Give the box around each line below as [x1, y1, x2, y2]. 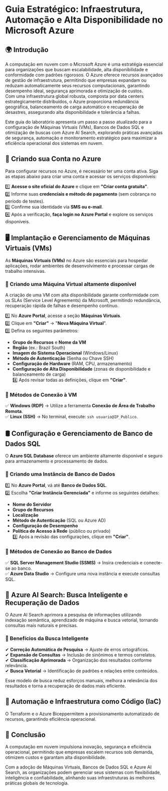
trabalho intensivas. [5, 268, 46, 274]
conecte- [143, 559, 163, 565]
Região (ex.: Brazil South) [12, 345, 66, 351]
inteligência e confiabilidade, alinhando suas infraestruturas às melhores [5, 775, 155, 781]
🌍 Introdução [5, 45, 49, 54]
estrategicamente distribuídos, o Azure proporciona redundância [5, 99, 139, 104]
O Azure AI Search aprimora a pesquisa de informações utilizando [5, 612, 142, 618]
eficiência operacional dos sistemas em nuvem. [5, 140, 104, 146]
